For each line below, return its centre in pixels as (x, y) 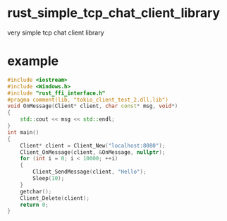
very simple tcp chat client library (56, 32)
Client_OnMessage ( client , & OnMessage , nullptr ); (93, 152)
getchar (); (36, 191)
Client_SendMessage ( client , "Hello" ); (90, 172)
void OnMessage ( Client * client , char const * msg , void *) (93, 106)
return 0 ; (35, 205)
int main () (23, 132)
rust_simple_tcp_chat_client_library (114, 13)
